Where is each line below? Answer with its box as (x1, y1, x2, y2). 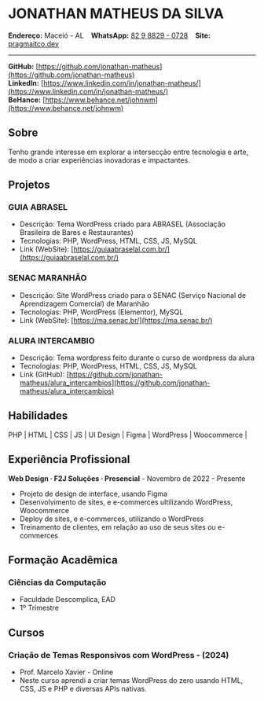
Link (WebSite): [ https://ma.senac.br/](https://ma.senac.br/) (19, 315, 213, 325)
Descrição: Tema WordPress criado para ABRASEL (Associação (19, 219, 226, 229)
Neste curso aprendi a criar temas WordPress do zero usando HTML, (19, 676, 244, 685)
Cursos (8, 626, 45, 639)
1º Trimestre (19, 603, 59, 613)
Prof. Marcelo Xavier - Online (19, 667, 114, 677)
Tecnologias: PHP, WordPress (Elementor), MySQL (19, 307, 184, 317)
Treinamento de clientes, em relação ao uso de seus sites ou (19, 522, 216, 531)
